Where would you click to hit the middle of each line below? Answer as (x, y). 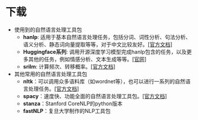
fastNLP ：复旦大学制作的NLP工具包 (67, 111)
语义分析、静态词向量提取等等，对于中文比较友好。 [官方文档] (98, 44)
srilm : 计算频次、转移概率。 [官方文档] (69, 66)
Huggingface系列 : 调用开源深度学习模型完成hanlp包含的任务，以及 (105, 51)
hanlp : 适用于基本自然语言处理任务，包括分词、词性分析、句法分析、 (107, 37)
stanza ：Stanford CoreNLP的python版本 (73, 103)
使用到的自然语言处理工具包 (48, 30)
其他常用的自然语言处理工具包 (50, 74)
